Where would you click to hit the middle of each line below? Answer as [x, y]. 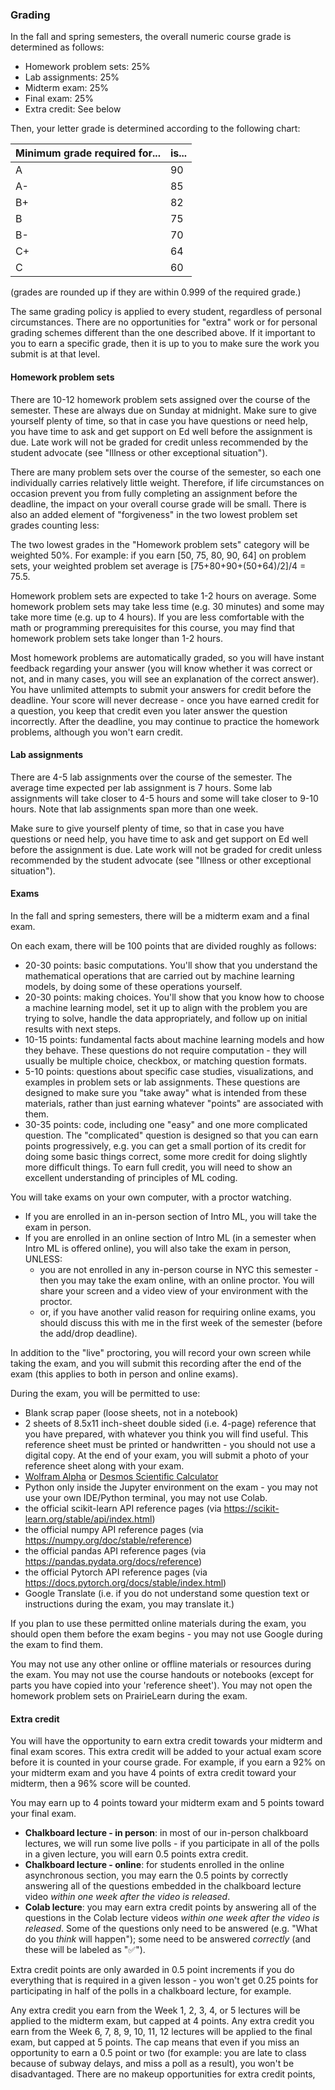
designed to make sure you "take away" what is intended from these [166, 1092]
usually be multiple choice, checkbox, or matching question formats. [165, 1060]
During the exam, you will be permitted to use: [105, 1393]
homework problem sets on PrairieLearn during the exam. [129, 1695]
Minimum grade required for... [88, 153]
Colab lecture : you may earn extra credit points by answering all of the [170, 1907]
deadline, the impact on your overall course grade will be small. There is [158, 504]
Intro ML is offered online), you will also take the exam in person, [158, 1248]
